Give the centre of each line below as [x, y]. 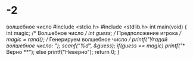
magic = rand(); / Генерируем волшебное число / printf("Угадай [87, 39]
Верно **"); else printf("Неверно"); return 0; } [63, 52]
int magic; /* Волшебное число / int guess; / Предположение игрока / [94, 33]
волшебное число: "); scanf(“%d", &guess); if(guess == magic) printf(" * [96, 46]
